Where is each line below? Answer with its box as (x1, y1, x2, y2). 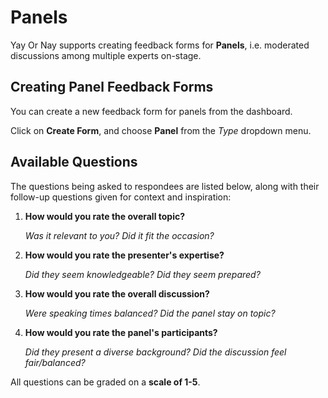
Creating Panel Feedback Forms (10, 79, 214, 96)
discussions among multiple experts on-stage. (10, 49, 202, 61)
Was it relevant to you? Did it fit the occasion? (24, 229, 215, 241)
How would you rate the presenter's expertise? (24, 249, 225, 261)
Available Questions (10, 154, 138, 171)
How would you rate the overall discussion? (24, 287, 210, 300)
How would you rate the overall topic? (24, 210, 186, 222)
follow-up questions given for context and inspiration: (10, 191, 232, 203)
